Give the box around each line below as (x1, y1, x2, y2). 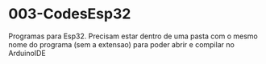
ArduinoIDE (8, 48, 46, 58)
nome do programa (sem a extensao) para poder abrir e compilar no (8, 39, 235, 49)
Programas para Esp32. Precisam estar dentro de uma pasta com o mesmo (8, 31, 258, 41)
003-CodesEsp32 (8, 5, 131, 23)
